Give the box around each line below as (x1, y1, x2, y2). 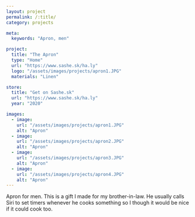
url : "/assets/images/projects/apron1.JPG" (16, 122, 125, 128)
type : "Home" (11, 57, 43, 63)
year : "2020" (11, 101, 43, 106)
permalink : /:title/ (6, 14, 57, 20)
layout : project (6, 8, 46, 15)
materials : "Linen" (11, 74, 59, 79)
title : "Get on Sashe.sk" (11, 89, 75, 96)
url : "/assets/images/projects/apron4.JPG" (16, 171, 125, 177)
